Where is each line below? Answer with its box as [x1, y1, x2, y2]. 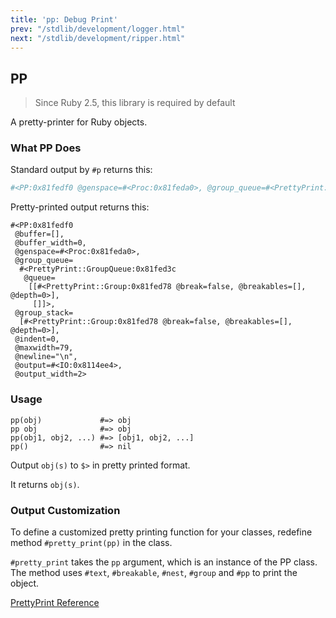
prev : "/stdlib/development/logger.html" [10, 24, 186, 34]
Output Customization [10, 503, 121, 517]
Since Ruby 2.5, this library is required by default [34, 97, 236, 109]
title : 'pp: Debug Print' [10, 14, 118, 25]
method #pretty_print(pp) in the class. [10, 536, 173, 548]
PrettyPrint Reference [10, 596, 100, 608]
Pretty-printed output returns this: [10, 201, 150, 213]
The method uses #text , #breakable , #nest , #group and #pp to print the [10, 566, 298, 578]
